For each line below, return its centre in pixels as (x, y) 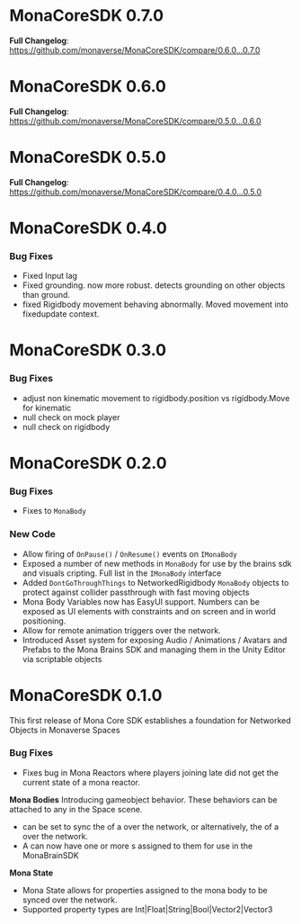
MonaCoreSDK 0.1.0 (86, 695)
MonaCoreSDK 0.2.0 (89, 463)
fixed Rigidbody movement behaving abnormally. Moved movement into (155, 305)
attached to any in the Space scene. (76, 809)
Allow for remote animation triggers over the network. (122, 630)
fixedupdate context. (61, 314)
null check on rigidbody (66, 426)
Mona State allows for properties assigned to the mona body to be (145, 890)
